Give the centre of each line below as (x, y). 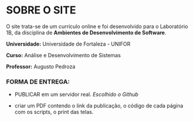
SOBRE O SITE (41, 10)
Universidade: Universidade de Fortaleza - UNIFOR (68, 44)
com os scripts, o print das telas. (54, 112)
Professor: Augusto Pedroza (41, 66)
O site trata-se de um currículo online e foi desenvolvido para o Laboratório (97, 26)
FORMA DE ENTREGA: (38, 81)
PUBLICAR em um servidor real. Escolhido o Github (76, 95)
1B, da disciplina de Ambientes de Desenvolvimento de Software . (86, 32)
